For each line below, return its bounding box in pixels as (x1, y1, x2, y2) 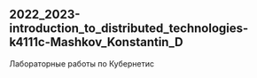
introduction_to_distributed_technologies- (9, 21, 249, 36)
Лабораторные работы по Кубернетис (9, 58, 155, 69)
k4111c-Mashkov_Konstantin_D (9, 35, 183, 50)
